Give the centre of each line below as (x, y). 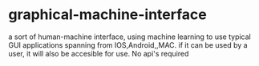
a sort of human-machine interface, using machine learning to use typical (129, 37)
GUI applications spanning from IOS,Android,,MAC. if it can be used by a (128, 45)
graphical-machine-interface (107, 15)
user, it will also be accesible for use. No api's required (99, 53)
